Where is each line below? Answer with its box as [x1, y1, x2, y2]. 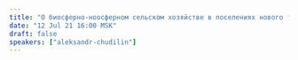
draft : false [9, 29, 58, 38]
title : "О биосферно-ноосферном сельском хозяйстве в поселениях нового [9, 12, 284, 22]
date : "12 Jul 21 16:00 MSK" [9, 21, 117, 30]
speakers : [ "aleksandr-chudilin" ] [9, 37, 137, 47]
